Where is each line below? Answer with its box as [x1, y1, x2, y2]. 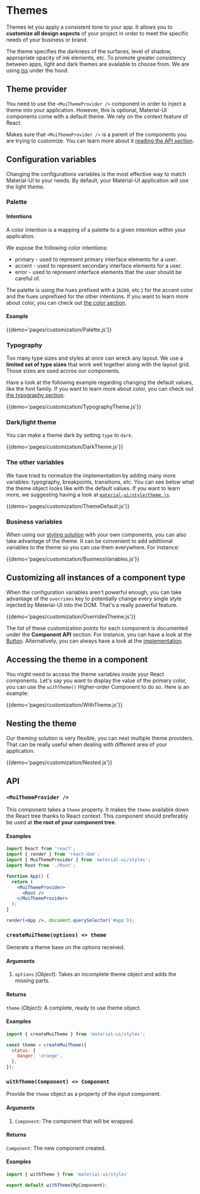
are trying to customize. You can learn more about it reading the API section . [6, 137, 194, 144]
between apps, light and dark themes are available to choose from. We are [6, 60, 190, 68]
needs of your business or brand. [6, 36, 88, 43]
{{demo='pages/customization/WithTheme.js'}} [6, 701, 123, 708]
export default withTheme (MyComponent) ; [6, 1182, 109, 1188]
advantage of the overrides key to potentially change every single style [6, 595, 182, 602]
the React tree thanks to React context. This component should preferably [6, 812, 188, 820]
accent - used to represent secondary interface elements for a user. [14, 262, 182, 269]
